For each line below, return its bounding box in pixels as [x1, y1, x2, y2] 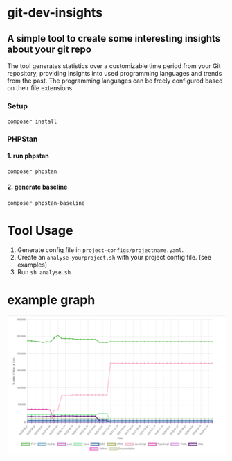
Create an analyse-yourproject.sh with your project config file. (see [17, 253, 212, 261]
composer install [7, 118, 57, 126]
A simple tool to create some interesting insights [7, 33, 221, 44]
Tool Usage [7, 222, 73, 238]
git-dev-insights [7, 5, 102, 21]
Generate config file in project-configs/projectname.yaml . [17, 245, 184, 254]
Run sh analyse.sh [17, 267, 71, 276]
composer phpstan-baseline [7, 199, 85, 206]
